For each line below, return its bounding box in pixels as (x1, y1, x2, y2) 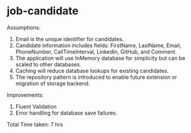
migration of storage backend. (15, 79, 90, 87)
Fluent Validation (15, 103, 57, 110)
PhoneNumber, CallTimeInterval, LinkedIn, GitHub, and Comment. (15, 48, 177, 55)
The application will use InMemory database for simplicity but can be (15, 54, 186, 61)
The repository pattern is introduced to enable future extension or (15, 73, 177, 81)
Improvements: (7, 91, 44, 98)
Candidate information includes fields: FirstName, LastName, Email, (15, 42, 181, 49)
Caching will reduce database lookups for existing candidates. (15, 67, 169, 74)
